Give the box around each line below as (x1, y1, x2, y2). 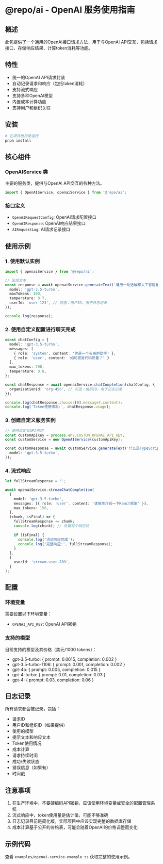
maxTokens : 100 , (9, 292, 42, 296)
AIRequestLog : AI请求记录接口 (12, 227, 71, 232)
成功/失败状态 (12, 759, 40, 765)
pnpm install (5, 138, 32, 143)
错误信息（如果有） (12, 765, 51, 770)
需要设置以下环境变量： (5, 611, 52, 617)
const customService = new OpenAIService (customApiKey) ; (5, 437, 123, 442)
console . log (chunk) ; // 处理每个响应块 (14, 523, 89, 529)
